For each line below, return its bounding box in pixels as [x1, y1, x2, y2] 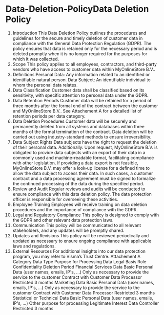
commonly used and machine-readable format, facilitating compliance [12, 155, 154, 160]
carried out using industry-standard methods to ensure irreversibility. [12, 134, 152, 140]
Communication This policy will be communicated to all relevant [12, 222, 141, 228]
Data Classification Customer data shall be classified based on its [12, 87, 144, 93]
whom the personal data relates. [12, 82, 78, 88]
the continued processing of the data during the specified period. [12, 180, 144, 186]
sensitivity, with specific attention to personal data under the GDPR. [12, 92, 149, 98]
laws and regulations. [12, 243, 56, 249]
